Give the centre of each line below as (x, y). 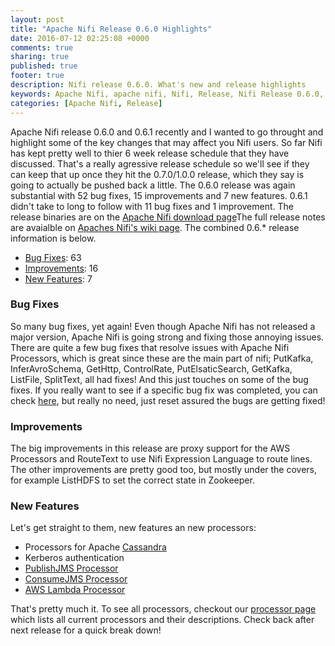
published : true (44, 66)
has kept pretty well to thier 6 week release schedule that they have (150, 153)
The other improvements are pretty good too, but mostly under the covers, (164, 470)
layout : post (37, 19)
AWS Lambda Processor (75, 590)
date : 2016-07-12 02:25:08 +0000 (80, 38)
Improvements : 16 (61, 268)
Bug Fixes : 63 (53, 257)
